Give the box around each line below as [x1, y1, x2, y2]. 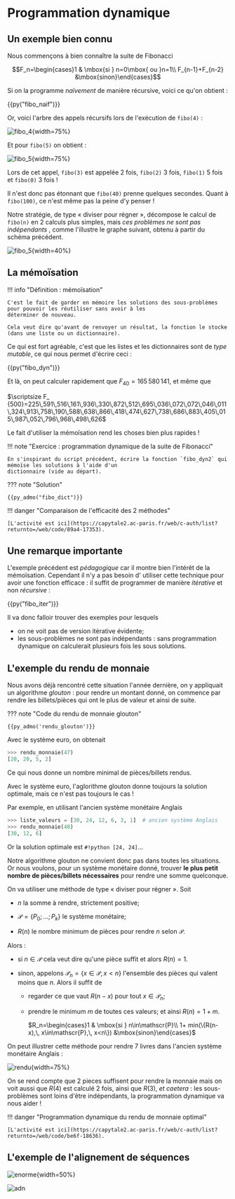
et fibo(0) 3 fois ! [7, 176, 58, 184]
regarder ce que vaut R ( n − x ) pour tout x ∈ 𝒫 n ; [27, 992, 166, 1002]
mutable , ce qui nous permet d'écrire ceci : [7, 350, 132, 358]
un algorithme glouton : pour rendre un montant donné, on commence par [7, 688, 221, 697]
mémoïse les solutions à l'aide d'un [7, 462, 118, 469]
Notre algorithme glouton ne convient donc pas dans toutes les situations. [7, 856, 221, 865]
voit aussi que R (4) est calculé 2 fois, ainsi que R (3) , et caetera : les [7, 1084, 203, 1092]
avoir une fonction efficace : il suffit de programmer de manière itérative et [7, 578, 223, 587]
